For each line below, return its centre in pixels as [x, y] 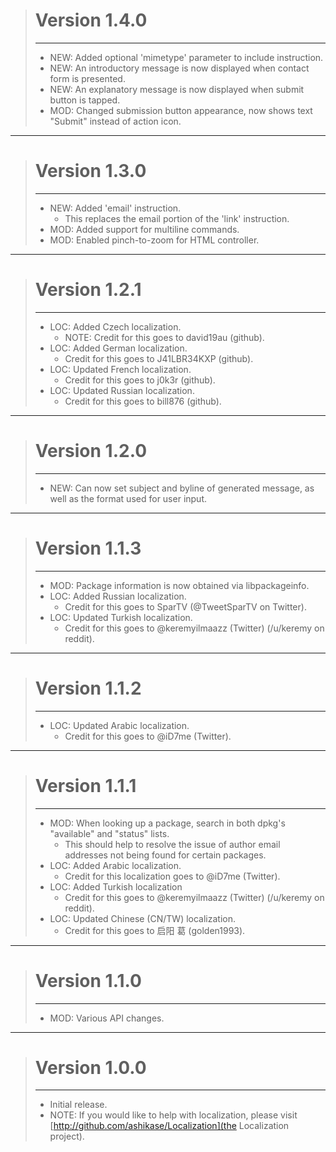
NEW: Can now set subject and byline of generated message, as [182, 488]
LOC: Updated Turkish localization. [121, 617]
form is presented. [87, 78]
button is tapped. [85, 100]
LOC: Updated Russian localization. [122, 390]
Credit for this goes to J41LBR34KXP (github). [159, 358]
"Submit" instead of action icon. [115, 121]
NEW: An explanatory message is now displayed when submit [177, 89]
